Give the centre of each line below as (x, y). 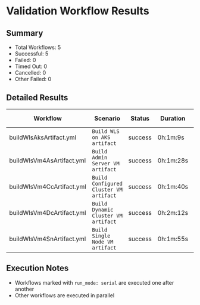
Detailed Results (37, 98)
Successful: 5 (32, 54)
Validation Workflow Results (78, 11)
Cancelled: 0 (30, 73)
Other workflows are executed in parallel (65, 295)
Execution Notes (37, 268)
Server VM (106, 163)
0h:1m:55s (173, 239)
